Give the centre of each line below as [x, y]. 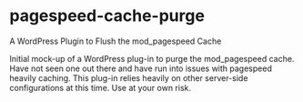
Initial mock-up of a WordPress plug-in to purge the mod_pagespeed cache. [152, 58]
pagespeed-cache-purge [107, 16]
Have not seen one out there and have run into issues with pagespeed [141, 68]
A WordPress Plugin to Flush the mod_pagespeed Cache [116, 41]
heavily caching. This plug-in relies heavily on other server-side [129, 77]
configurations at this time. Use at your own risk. [100, 87]
